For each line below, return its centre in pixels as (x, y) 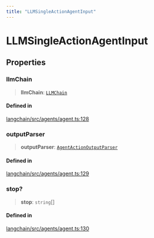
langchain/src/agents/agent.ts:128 (48, 119)
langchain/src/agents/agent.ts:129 (48, 174)
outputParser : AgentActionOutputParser (69, 147)
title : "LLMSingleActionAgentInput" (51, 12)
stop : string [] (37, 202)
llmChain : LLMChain (44, 92)
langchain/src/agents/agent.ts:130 (48, 229)
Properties (26, 63)
